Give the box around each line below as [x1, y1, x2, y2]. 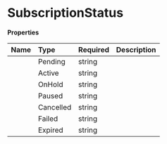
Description [116, 44, 156, 54]
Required [78, 44, 110, 54]
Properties [7, 28, 39, 37]
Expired [37, 125, 63, 135]
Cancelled [37, 102, 72, 112]
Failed [37, 114, 58, 124]
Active [37, 68, 59, 78]
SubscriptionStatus [7, 5, 124, 21]
